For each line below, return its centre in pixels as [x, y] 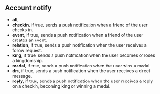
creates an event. [29, 40]
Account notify [28, 8]
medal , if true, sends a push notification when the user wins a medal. [81, 66]
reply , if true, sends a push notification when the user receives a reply [82, 81]
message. [22, 76]
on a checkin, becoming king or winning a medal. [61, 86]
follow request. [27, 50]
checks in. [22, 30]
